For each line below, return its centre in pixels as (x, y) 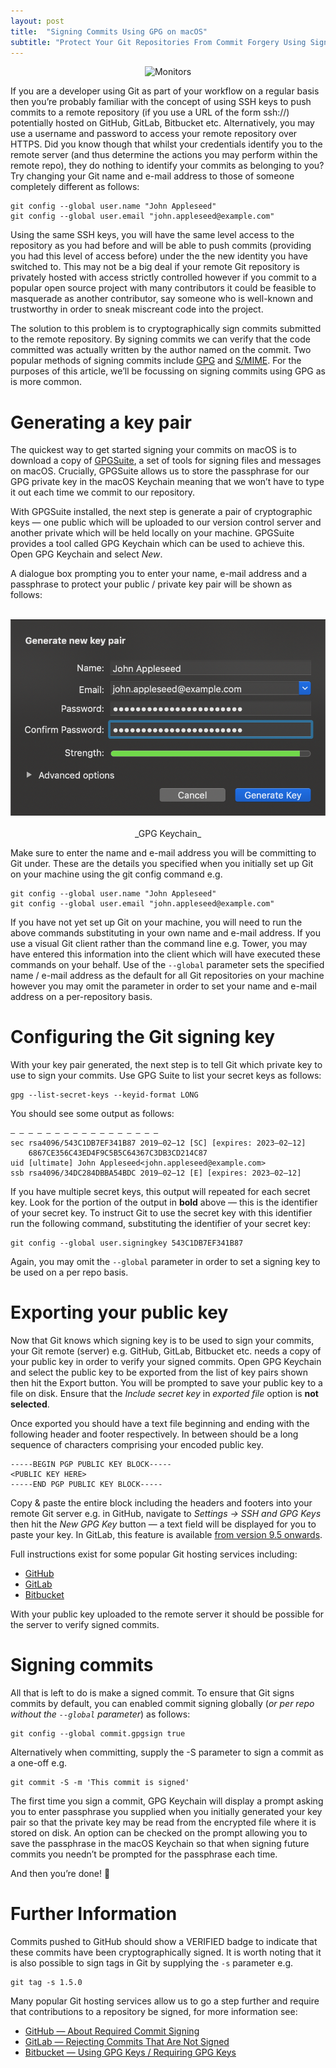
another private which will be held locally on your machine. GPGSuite (152, 533)
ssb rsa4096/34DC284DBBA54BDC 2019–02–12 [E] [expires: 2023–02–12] (156, 1173)
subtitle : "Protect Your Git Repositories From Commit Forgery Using (158, 42)
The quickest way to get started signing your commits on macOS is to (153, 450)
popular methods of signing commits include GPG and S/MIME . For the (156, 361)
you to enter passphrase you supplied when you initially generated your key (166, 1811)
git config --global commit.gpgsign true (98, 1733)
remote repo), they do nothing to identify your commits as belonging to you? (167, 166)
